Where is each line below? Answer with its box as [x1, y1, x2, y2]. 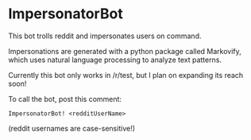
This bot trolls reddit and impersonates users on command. [8, 31, 202, 41]
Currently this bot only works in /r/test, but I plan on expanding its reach [8, 70, 244, 80]
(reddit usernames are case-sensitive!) [8, 123, 136, 133]
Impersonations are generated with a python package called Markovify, [8, 46, 242, 56]
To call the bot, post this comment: [8, 94, 122, 103]
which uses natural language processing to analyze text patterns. [8, 55, 222, 64]
